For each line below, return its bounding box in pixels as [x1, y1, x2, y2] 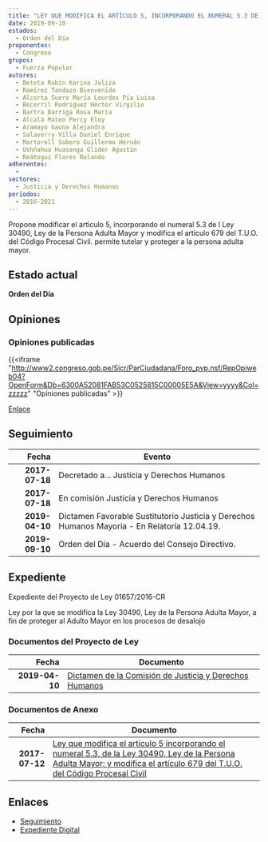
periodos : [8, 190, 41, 198]
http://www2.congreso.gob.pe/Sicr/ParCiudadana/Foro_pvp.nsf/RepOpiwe [11, 363, 257, 373]
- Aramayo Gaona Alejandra [15, 123, 105, 131]
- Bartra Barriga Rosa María [15, 109, 112, 117]
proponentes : [8, 42, 52, 50]
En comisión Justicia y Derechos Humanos [58, 493, 219, 504]
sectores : [8, 175, 41, 184]
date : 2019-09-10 [8, 19, 66, 27]
